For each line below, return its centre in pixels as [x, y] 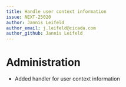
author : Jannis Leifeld [35, 22]
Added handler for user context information [67, 79]
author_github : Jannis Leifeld [44, 34]
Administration [43, 63]
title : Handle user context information [57, 11]
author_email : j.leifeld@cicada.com [51, 28]
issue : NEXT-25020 [29, 17]
